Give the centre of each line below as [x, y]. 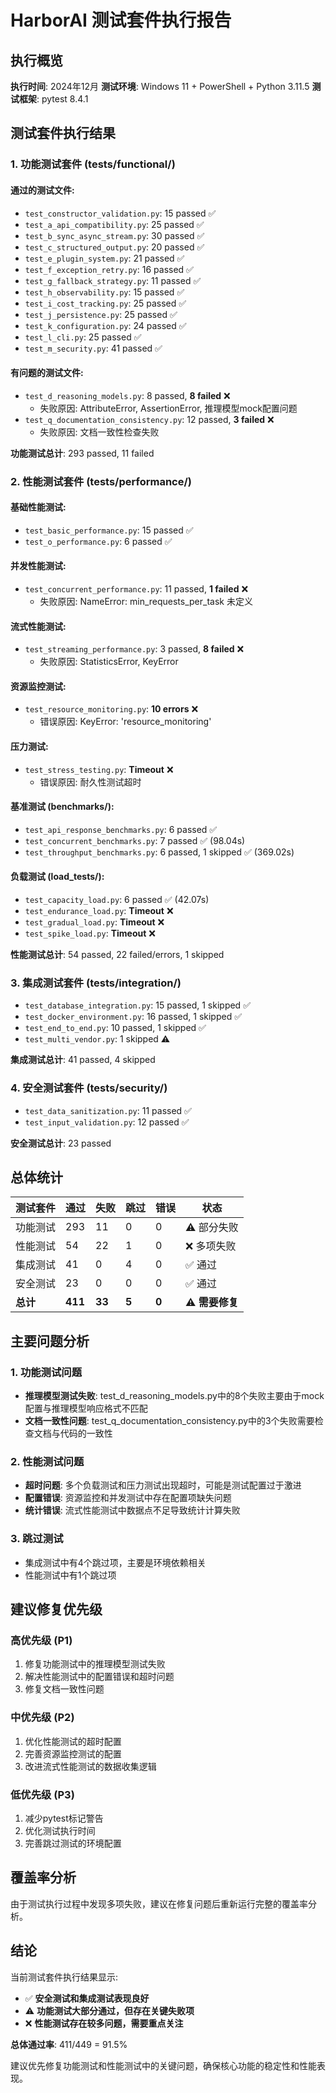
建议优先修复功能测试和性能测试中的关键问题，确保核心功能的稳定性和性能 [163, 2065]
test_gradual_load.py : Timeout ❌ [94, 922]
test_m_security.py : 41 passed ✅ [93, 348]
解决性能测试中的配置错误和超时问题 [99, 1677]
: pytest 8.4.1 [62, 99]
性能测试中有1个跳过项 [70, 1575]
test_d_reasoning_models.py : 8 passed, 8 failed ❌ [127, 395]
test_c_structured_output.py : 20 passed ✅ [114, 247]
